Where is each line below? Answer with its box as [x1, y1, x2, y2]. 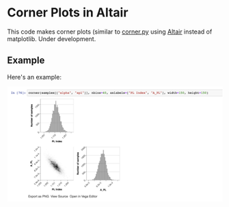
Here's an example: [7, 73, 62, 81]
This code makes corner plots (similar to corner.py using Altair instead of [7, 27, 213, 36]
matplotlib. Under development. [7, 34, 96, 42]
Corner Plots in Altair [7, 5, 129, 21]
